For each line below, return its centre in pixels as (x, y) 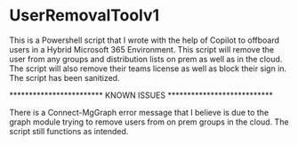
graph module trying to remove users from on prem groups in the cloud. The (149, 122)
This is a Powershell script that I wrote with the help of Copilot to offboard (145, 40)
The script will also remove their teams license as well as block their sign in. (148, 68)
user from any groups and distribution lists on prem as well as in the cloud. (146, 59)
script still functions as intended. (69, 131)
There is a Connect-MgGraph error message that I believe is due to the (139, 112)
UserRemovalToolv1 (85, 16)
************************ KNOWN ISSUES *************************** (141, 95)
